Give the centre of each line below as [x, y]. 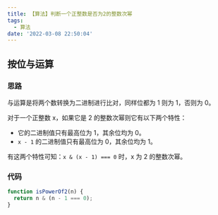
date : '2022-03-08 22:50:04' [50, 34]
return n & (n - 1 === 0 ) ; [53, 199]
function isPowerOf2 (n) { [45, 192]
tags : [15, 21]
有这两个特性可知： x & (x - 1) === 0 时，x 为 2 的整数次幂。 [97, 156]
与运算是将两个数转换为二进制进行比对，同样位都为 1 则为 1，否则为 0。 [111, 103]
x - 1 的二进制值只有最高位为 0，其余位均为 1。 [87, 141]
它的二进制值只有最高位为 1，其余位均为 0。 [81, 132]
